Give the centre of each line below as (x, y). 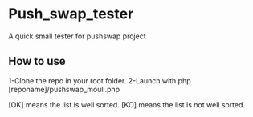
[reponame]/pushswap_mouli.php (64, 89)
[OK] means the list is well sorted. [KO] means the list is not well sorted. (127, 104)
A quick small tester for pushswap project (77, 36)
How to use (37, 61)
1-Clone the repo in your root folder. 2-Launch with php (100, 80)
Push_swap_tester (71, 14)
